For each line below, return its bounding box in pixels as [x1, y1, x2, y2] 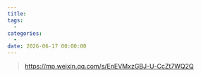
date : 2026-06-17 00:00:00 [7, 43, 87, 50]
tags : [7, 17, 23, 24]
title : [7, 10, 27, 17]
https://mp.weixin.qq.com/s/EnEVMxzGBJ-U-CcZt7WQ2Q [24, 62, 194, 70]
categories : [7, 29, 42, 37]
